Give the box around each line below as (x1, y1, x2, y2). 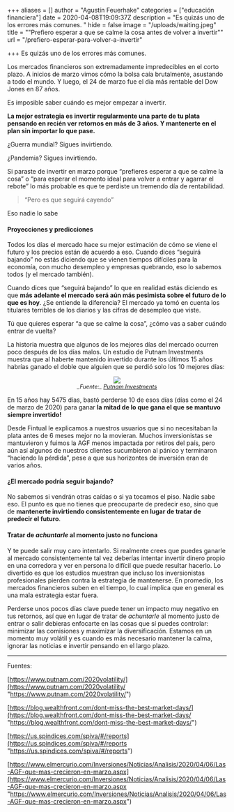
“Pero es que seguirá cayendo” (24, 195, 114, 204)
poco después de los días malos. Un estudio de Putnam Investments (7, 348, 204, 356)
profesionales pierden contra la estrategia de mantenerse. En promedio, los (7, 576, 224, 585)
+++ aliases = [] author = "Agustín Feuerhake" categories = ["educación (7, 6, 214, 14)
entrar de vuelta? (7, 327, 56, 336)
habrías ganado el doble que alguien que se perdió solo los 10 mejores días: (7, 363, 225, 371)
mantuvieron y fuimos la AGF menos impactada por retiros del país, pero (7, 439, 216, 447)
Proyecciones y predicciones (7, 225, 93, 233)
